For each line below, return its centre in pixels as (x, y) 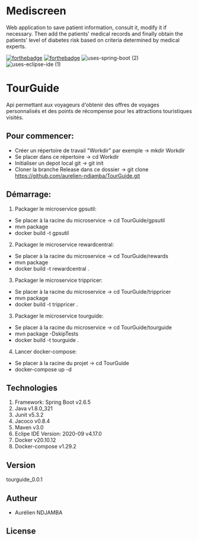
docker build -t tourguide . (47, 340)
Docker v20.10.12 (35, 440)
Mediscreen (36, 11)
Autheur (22, 498)
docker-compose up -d (43, 369)
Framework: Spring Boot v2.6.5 (52, 402)
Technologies (32, 388)
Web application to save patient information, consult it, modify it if (87, 27)
